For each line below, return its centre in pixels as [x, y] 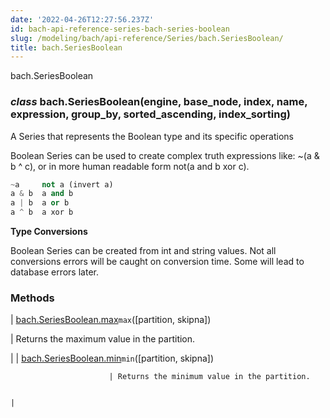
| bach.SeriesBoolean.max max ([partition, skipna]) [111, 320]
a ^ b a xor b [42, 212]
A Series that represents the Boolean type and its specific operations [152, 136]
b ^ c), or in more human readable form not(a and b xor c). [130, 166]
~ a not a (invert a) [62, 184]
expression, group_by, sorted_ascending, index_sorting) [150, 114]
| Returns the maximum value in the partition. [103, 339]
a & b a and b [42, 194]
